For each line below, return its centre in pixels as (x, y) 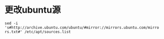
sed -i (11, 23)
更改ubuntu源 (33, 10)
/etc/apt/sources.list (48, 32)
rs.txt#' (14, 32)
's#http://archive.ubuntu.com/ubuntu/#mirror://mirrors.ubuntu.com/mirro (82, 27)
